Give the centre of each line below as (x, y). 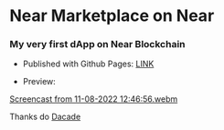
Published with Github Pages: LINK (88, 64)
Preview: (39, 82)
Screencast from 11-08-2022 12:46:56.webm (94, 99)
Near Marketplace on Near (112, 16)
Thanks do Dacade (45, 117)
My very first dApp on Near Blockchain (97, 45)
